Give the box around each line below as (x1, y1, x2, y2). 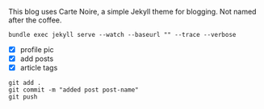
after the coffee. (8, 15, 62, 25)
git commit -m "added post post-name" (8, 86, 139, 95)
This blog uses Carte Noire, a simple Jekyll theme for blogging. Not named (8, 7, 257, 16)
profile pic (19, 45, 54, 54)
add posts (19, 54, 54, 63)
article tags (19, 63, 58, 73)
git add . (8, 79, 42, 87)
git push (8, 93, 38, 101)
